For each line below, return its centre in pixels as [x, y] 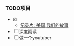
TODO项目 [18, 8]
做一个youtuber [35, 38]
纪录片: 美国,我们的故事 [44, 25]
